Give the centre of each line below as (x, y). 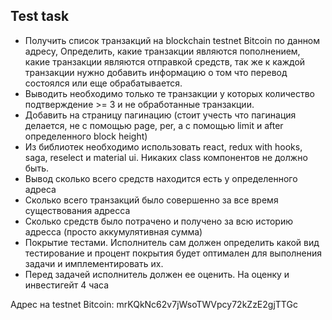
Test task (40, 16)
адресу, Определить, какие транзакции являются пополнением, (162, 51)
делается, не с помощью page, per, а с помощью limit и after (154, 125)
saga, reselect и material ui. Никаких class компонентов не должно (166, 157)
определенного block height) (86, 136)
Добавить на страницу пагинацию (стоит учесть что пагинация (160, 115)
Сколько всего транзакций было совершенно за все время (151, 200)
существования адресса (77, 210)
